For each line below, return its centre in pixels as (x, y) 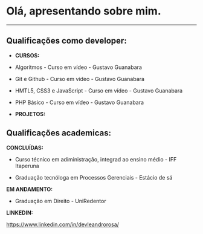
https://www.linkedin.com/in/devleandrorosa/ (63, 224)
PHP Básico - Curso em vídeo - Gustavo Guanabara (79, 102)
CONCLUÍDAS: (25, 148)
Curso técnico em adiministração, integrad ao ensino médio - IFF (96, 159)
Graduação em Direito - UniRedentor (61, 201)
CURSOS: (27, 55)
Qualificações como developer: (66, 41)
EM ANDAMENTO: (30, 189)
